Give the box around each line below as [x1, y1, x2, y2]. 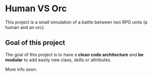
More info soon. [5, 66, 38, 72]
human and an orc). [5, 24, 46, 30]
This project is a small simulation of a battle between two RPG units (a [5, 19, 148, 25]
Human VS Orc [5, 3, 67, 14]
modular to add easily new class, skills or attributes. [5, 57, 111, 63]
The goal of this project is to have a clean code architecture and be [5, 51, 144, 57]
